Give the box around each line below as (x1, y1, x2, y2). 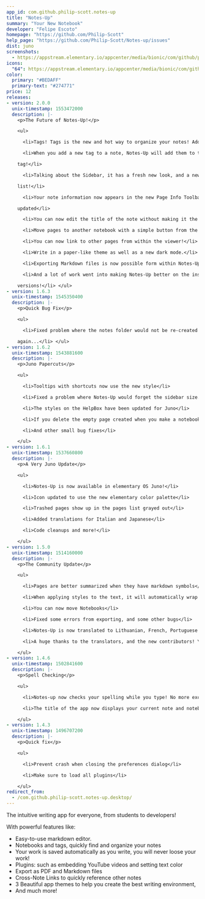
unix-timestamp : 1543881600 (12, 350, 84, 356)
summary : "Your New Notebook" (6, 20, 84, 26)
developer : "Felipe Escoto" (6, 26, 78, 32)
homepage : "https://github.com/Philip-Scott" (6, 32, 124, 38)
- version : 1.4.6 (6, 655, 51, 661)
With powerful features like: (6, 823, 76, 831)
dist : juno (6, 43, 34, 50)
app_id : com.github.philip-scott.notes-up (6, 9, 116, 15)
